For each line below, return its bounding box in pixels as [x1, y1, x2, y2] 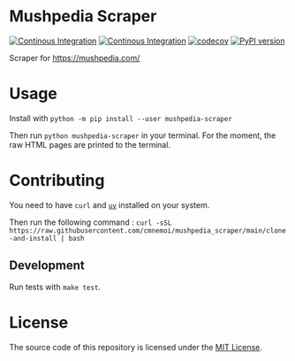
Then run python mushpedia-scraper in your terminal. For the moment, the [9, 130, 276, 141]
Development [9, 258, 86, 273]
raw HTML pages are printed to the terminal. [9, 139, 170, 150]
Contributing [9, 171, 105, 191]
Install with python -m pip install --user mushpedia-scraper [9, 112, 232, 123]
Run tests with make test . [9, 281, 102, 292]
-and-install [9, 234, 57, 242]
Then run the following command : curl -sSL [9, 217, 172, 227]
